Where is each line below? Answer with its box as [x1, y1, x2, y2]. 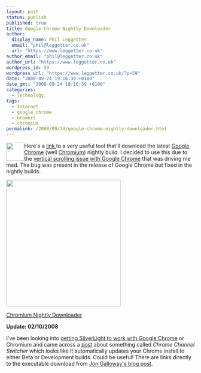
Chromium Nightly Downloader [6, 311, 83, 318]
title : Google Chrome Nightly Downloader [6, 25, 111, 32]
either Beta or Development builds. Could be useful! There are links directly [6, 354, 191, 360]
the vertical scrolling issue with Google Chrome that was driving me [24, 155, 191, 162]
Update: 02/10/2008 [6, 323, 59, 330]
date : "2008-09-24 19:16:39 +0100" [6, 76, 95, 82]
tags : [6, 98, 20, 104]
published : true [6, 20, 47, 26]
